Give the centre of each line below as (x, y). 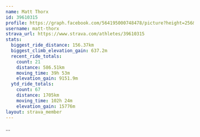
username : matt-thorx (33, 28)
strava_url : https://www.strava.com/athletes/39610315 (75, 34)
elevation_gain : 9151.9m (47, 78)
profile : (16, 23)
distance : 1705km (38, 95)
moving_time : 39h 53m (43, 73)
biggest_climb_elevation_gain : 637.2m (59, 51)
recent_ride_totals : (36, 56)
